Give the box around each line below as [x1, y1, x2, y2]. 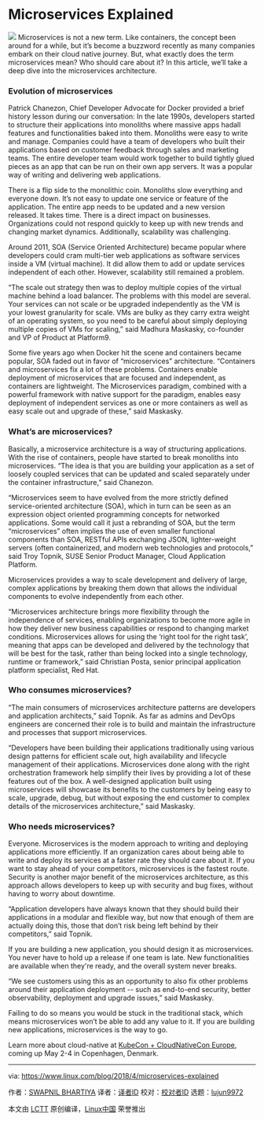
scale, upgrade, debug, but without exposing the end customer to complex [8, 792, 250, 803]
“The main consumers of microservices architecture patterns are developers [8, 702, 256, 712]
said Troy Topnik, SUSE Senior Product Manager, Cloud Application [8, 551, 226, 560]
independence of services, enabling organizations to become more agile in [8, 615, 251, 624]
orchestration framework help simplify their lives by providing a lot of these [8, 768, 251, 777]
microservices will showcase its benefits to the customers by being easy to [8, 785, 251, 794]
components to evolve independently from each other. [8, 591, 185, 601]
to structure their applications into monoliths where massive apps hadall [8, 120, 241, 130]
